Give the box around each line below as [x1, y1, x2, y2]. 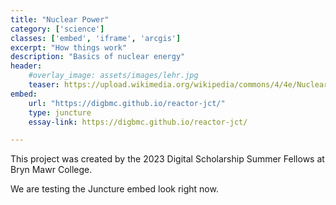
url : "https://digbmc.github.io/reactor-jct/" [28, 98, 226, 108]
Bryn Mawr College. [10, 164, 93, 176]
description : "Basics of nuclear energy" [10, 52, 186, 62]
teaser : [28, 80, 60, 90]
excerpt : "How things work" [10, 42, 128, 53]
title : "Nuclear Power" [10, 14, 110, 25]
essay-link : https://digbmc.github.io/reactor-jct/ [28, 117, 248, 127]
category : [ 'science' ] [10, 24, 105, 34]
